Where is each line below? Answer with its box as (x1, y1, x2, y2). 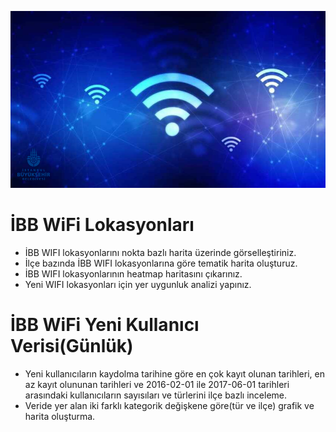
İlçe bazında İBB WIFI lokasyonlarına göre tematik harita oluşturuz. (24, 257, 298, 270)
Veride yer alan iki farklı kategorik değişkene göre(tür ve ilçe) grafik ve (24, 400, 315, 412)
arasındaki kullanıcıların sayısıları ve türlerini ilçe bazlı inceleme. (24, 389, 287, 401)
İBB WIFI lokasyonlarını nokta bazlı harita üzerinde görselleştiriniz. (24, 247, 297, 259)
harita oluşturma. (24, 411, 96, 423)
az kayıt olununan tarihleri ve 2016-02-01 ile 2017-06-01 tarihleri (24, 379, 290, 391)
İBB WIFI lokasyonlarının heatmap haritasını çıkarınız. (24, 268, 243, 280)
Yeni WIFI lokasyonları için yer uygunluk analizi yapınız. (24, 279, 252, 291)
